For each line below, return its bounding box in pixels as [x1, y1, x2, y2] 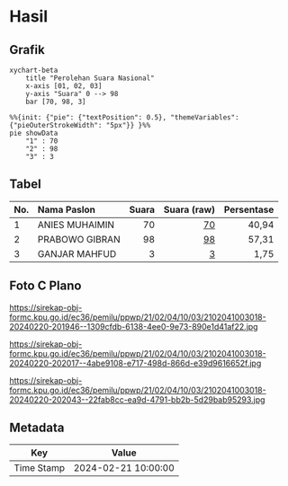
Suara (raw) [163, 203, 216, 216]
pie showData [9, 128, 58, 137]
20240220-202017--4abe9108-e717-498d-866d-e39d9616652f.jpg [9, 358, 262, 368]
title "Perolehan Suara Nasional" [25, 74, 155, 83]
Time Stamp [13, 462, 66, 474]
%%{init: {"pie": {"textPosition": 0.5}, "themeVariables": [9, 113, 240, 122]
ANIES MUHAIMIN [37, 218, 115, 231]
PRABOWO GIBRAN [37, 233, 121, 245]
